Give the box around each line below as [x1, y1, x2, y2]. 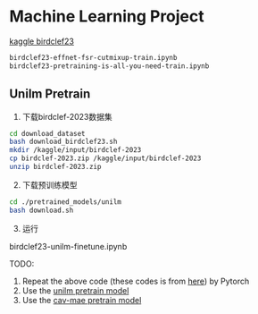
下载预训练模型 [21, 179, 78, 190]
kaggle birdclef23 [9, 36, 74, 47]
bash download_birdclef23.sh [9, 137, 118, 147]
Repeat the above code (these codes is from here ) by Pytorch [21, 276, 250, 286]
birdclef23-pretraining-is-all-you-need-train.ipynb [9, 61, 210, 71]
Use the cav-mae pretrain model [21, 294, 142, 305]
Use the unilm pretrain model [21, 284, 129, 296]
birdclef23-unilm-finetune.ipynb [9, 241, 128, 251]
